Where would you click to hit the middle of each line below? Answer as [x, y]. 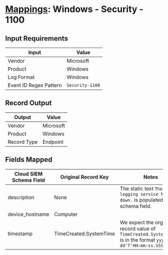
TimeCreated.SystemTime [85, 233]
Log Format [21, 77]
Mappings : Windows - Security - [74, 9]
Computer [66, 214]
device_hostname [28, 214]
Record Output [28, 103]
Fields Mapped [29, 160]
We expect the [137, 222]
